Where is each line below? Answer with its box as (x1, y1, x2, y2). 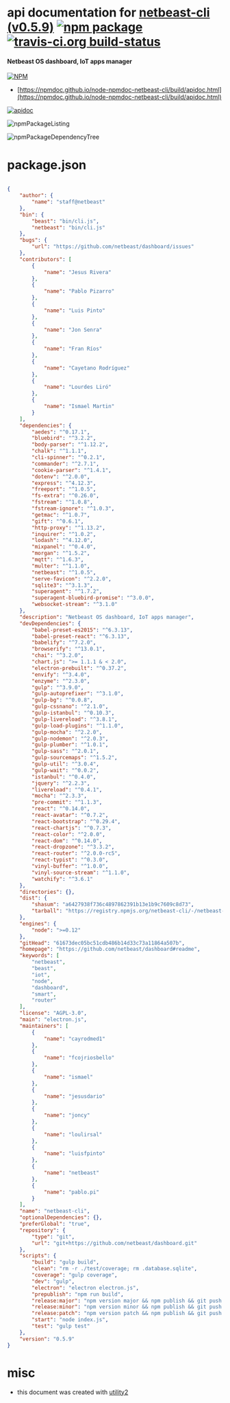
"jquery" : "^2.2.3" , (31, 780, 90, 787)
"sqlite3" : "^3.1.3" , (31, 582, 94, 589)
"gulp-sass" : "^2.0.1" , (31, 748, 99, 755)
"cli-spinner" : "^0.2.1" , (31, 454, 106, 461)
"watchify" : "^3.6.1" (31, 875, 94, 882)
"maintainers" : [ (19, 1022, 69, 1029)
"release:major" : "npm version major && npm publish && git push (31, 1297, 222, 1304)
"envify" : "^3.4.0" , (31, 671, 90, 678)
